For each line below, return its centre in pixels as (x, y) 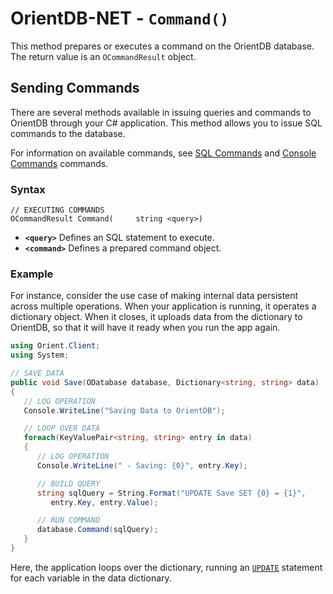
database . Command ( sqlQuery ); (97, 530)
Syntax (28, 189)
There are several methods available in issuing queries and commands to (161, 112)
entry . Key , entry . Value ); (104, 502)
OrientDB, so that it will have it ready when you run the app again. (145, 328)
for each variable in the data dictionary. (91, 578)
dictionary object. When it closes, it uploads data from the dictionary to (156, 317)
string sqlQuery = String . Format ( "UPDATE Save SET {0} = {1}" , (171, 493)
